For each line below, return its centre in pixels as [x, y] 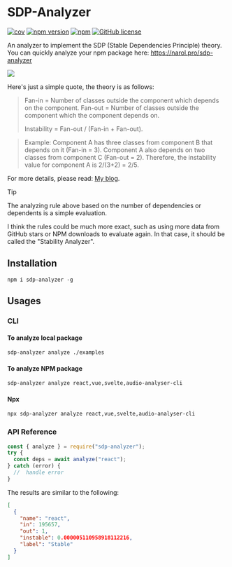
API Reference [32, 432]
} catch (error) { [34, 466]
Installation [32, 264]
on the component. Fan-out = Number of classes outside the [111, 108]
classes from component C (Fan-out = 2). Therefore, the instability [120, 157]
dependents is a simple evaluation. [57, 213]
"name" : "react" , [45, 518]
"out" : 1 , [34, 531]
